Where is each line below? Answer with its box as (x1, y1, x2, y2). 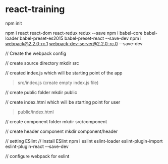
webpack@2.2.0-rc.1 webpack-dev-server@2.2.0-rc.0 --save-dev (5, 40, 143, 46)
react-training (5, 4, 65, 15)
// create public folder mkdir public (5, 89, 77, 95)
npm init (5, 20, 22, 26)
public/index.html (17, 109, 54, 115)
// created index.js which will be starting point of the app (5, 69, 123, 76)
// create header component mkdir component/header (5, 128, 118, 134)
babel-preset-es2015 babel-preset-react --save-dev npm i (19, 35, 142, 41)
